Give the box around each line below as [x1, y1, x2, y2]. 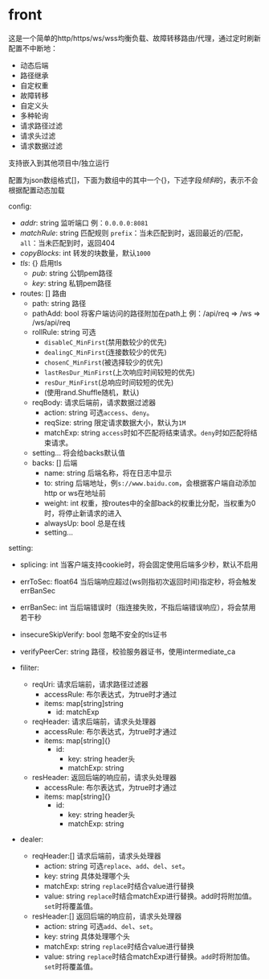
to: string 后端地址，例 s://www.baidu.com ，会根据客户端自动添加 [43, 477, 257, 488]
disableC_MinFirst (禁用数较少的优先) [43, 337, 167, 347]
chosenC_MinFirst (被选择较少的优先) [43, 357, 164, 367]
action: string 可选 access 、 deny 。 [43, 407, 154, 417]
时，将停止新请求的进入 [43, 508, 122, 518]
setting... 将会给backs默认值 [31, 448, 126, 457]
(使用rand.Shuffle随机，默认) [43, 387, 140, 397]
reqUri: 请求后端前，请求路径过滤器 [31, 679, 149, 689]
